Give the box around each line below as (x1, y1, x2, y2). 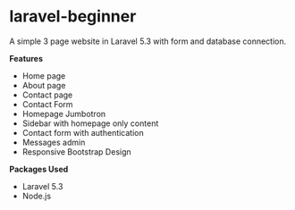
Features (9, 53, 43, 63)
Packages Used (9, 164, 69, 174)
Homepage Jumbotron (21, 108, 106, 119)
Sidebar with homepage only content (21, 118, 159, 129)
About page (21, 80, 66, 90)
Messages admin (21, 137, 86, 147)
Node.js (21, 190, 52, 201)
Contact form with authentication (21, 127, 145, 138)
